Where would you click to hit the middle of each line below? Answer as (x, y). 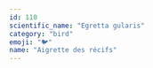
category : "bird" (41, 34)
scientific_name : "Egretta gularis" (77, 26)
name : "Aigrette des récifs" (63, 50)
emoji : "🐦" (31, 42)
